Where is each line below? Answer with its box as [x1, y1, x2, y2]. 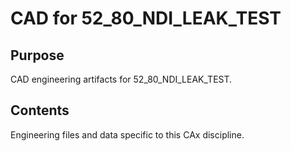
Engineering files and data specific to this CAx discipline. [10, 128, 245, 141]
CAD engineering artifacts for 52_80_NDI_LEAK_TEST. [10, 73, 233, 85]
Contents [10, 102, 70, 119]
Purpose [10, 47, 65, 64]
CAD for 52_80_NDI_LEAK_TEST [10, 7, 282, 30]
